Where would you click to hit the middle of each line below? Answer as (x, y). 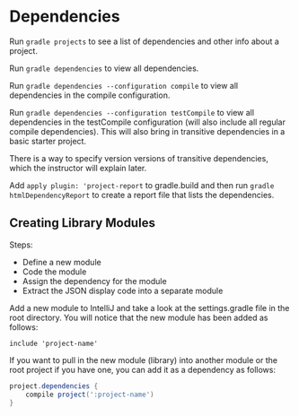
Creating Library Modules (82, 223)
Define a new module (62, 262)
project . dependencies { (54, 386)
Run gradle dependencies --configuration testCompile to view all (132, 112)
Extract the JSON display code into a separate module (123, 290)
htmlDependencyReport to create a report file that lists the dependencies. (142, 195)
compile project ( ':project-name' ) (90, 394)
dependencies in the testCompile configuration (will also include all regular (147, 122)
